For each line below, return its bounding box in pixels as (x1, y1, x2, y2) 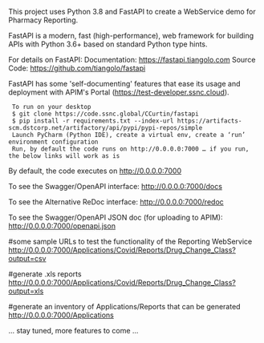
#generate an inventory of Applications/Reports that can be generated (8, 302, 241, 311)
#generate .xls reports (8, 269, 82, 279)
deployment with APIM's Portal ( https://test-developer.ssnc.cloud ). (8, 87, 230, 97)
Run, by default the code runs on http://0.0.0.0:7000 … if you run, (11, 145, 250, 153)
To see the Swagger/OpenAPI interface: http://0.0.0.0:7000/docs (8, 182, 223, 191)
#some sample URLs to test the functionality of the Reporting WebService (8, 236, 253, 246)
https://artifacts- (177, 117, 242, 125)
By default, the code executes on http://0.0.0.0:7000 (8, 166, 182, 176)
